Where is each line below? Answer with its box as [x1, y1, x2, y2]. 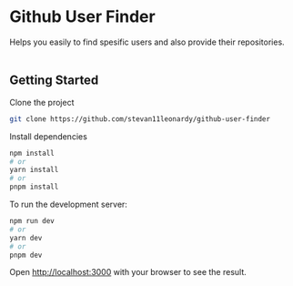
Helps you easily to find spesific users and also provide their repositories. [9, 36, 285, 47]
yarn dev [9, 233, 43, 242]
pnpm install [9, 182, 59, 192]
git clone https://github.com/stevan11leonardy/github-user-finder [9, 114, 271, 124]
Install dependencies [9, 130, 88, 142]
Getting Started [9, 73, 99, 88]
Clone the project [9, 97, 75, 107]
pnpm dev [9, 250, 43, 260]
